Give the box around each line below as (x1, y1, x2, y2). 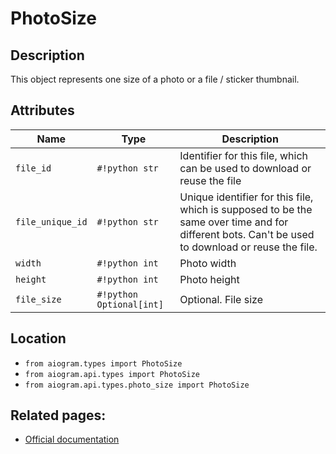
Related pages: (10, 407, 107, 424)
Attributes (10, 102, 75, 119)
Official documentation (24, 433, 120, 446)
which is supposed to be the (179, 202, 313, 216)
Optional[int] (96, 298, 164, 310)
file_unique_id (15, 216, 88, 227)
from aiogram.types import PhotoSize (24, 358, 183, 369)
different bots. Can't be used (179, 227, 315, 241)
